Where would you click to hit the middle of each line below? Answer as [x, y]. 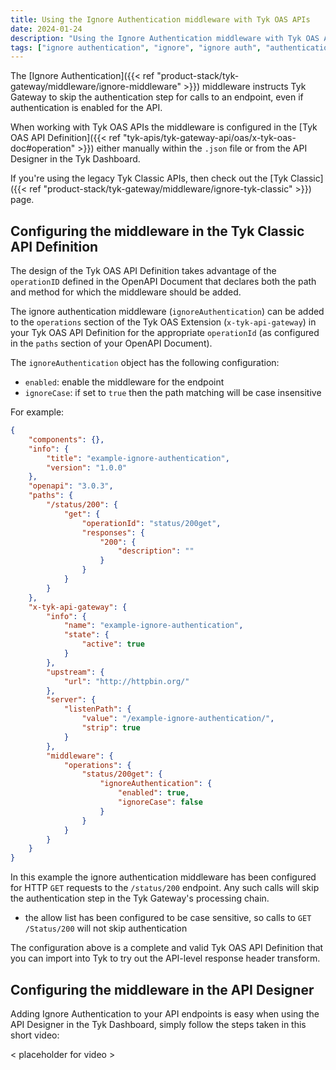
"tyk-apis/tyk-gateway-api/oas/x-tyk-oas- [209, 138]
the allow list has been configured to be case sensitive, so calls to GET [168, 918]
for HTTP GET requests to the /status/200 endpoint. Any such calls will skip [165, 888]
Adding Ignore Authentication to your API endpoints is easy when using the [165, 1014]
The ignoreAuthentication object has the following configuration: [145, 363]
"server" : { [71, 700]
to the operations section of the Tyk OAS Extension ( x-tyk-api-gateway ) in [163, 322]
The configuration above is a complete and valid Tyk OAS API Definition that [167, 948]
